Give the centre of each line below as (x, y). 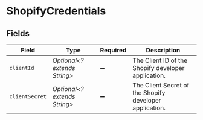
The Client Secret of (161, 85)
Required (113, 50)
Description (163, 50)
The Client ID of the (160, 60)
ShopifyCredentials (56, 11)
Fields (18, 33)
